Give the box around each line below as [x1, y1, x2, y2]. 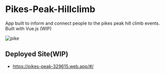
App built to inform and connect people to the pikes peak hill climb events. [5, 20, 160, 26]
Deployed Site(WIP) [5, 50, 68, 58]
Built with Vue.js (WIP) [5, 25, 52, 31]
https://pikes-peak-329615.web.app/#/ [12, 63, 94, 69]
